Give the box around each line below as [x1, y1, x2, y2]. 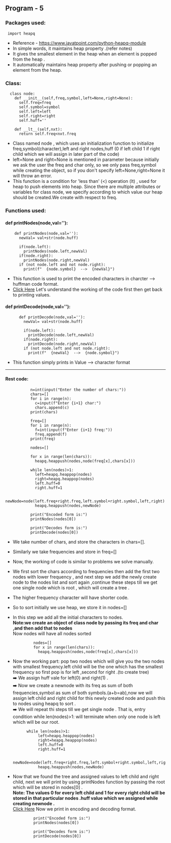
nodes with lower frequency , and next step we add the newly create [12, 574, 157, 580]
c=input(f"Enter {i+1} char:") [35, 400, 101, 405]
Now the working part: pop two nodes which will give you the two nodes [12, 658, 164, 664]
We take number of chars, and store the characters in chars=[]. [12, 538, 146, 545]
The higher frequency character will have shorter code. [12, 594, 129, 601]
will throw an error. [12, 173, 52, 179]
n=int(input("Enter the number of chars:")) [30, 387, 126, 392]
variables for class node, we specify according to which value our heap [12, 188, 163, 195]
